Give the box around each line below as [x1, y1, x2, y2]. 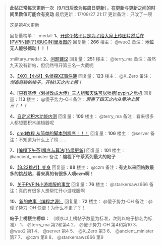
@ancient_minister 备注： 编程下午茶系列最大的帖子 [9, 154, 116, 159]
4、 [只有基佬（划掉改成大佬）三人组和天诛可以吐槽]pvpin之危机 [9, 90, 142, 96]
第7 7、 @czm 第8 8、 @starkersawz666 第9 [9, 234, 104, 240]
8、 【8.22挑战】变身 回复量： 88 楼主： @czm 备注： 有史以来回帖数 [9, 164, 150, 170]
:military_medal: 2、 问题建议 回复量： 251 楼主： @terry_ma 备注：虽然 [9, 56, 156, 62]
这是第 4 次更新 [9, 22, 40, 28]
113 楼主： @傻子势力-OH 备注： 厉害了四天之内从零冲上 [18, 96, 135, 102]
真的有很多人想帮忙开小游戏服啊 [18, 188, 85, 194]
